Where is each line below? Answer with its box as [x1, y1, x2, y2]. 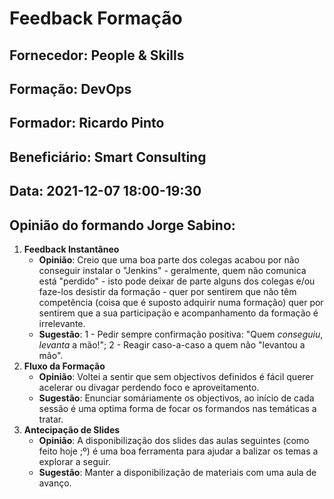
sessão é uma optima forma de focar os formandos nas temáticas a [38, 402, 317, 414]
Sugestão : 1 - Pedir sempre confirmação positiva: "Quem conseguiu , [38, 328, 324, 340]
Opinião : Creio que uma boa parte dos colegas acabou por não [38, 253, 300, 266]
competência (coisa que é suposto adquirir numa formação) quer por [38, 296, 324, 308]
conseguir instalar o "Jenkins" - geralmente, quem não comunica [38, 264, 307, 276]
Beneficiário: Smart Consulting [9, 148, 207, 166]
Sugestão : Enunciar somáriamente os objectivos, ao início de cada [38, 392, 315, 404]
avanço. [38, 477, 72, 489]
